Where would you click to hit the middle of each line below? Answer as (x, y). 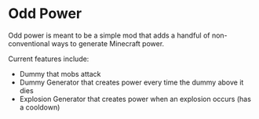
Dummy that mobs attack (60, 74)
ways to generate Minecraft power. (108, 43)
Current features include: (49, 59)
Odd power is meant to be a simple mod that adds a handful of (109, 35)
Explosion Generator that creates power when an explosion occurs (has (135, 99)
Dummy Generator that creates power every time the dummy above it (131, 82)
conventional (29, 43)
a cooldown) (40, 107)
